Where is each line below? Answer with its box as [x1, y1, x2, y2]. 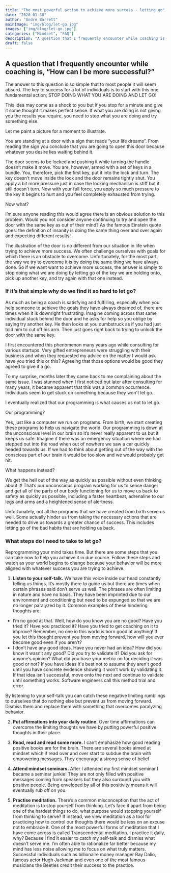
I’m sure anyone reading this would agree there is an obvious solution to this [5, 211, 165, 217]
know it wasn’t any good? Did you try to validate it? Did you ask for [12, 650, 153, 656]
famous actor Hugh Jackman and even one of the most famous [12, 857, 146, 863]
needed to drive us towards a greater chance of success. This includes [5, 519, 154, 526]
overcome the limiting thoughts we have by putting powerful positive [12, 724, 157, 730]
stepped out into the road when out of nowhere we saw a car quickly [5, 441, 150, 447]
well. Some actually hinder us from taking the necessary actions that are [5, 514, 157, 520]
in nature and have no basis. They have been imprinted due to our [12, 591, 151, 597]
